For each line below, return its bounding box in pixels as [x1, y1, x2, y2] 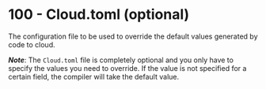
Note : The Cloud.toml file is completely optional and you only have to [8, 55, 234, 65]
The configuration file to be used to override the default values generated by [8, 32, 259, 41]
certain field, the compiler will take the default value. [8, 72, 180, 81]
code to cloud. [8, 39, 55, 49]
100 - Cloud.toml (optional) [8, 6, 190, 24]
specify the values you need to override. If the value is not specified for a [8, 63, 247, 72]
